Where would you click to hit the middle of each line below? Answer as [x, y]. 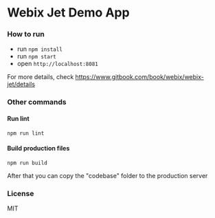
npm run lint [26, 133]
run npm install [40, 49]
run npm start [36, 56]
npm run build [27, 163]
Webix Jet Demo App [68, 13]
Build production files [38, 149]
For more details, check [41, 77]
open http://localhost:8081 [57, 64]
